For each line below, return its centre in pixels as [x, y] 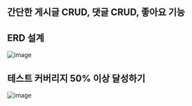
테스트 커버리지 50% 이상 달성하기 [76, 78]
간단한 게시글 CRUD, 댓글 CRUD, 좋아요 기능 [96, 12]
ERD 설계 [26, 38]
